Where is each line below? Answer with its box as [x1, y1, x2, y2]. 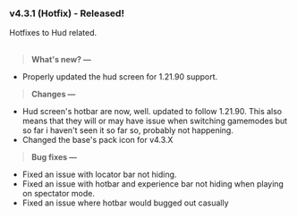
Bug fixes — [30, 152, 78, 163]
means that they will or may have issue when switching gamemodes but [21, 115, 288, 127]
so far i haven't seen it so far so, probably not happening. [21, 125, 234, 136]
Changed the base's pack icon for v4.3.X [21, 135, 174, 146]
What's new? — [30, 54, 91, 65]
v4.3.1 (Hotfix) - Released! [9, 7, 125, 20]
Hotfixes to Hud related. [9, 28, 98, 38]
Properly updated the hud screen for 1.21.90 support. [21, 71, 218, 82]
